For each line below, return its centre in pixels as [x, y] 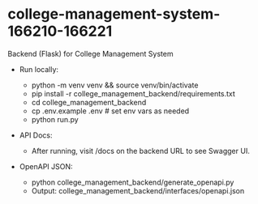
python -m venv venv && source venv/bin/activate [115, 85]
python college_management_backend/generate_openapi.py [133, 182]
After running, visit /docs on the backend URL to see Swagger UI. [141, 151]
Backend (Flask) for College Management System [90, 53]
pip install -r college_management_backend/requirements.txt [133, 93]
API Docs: [36, 135]
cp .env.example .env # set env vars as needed [110, 111]
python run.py [55, 119]
